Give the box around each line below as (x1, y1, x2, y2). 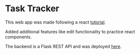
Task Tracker (5, 3, 59, 14)
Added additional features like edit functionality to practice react (5, 28, 135, 34)
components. (5, 34, 32, 40)
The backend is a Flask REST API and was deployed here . (5, 43, 122, 49)
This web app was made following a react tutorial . (5, 19, 106, 25)
